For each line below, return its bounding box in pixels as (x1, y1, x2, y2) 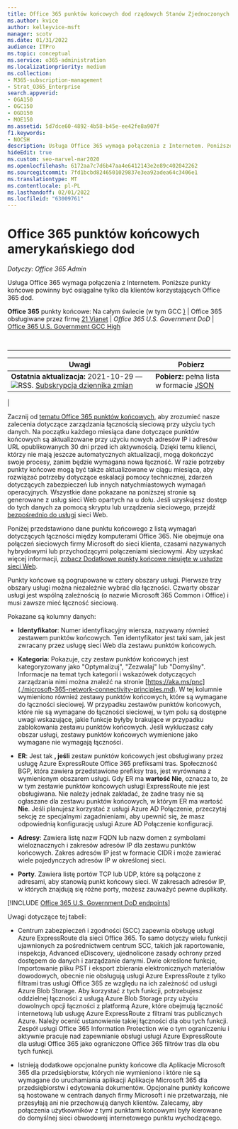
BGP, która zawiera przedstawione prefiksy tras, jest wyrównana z (17, 767, 212, 775)
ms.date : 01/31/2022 (7, 37, 69, 44)
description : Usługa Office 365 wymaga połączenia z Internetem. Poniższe (7, 143, 233, 150)
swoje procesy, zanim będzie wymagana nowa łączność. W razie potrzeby (7, 458, 225, 466)
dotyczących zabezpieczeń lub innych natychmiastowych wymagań (7, 480, 206, 489)
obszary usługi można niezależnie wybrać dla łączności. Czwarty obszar (7, 583, 220, 592)
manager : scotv (7, 30, 52, 38)
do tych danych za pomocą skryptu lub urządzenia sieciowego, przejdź (7, 503, 216, 512)
